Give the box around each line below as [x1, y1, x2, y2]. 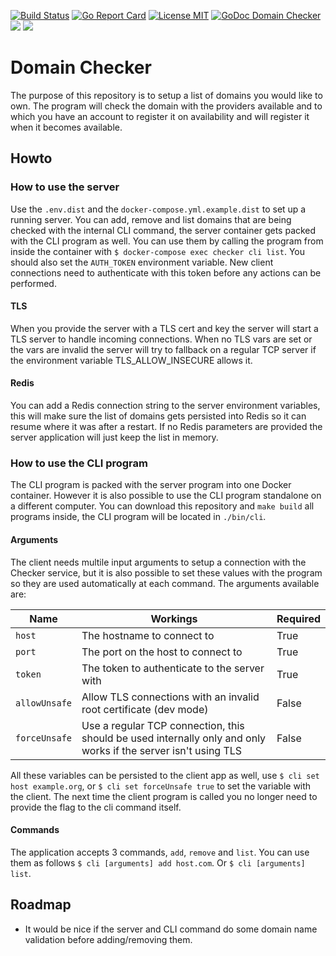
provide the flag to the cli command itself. [10, 801, 182, 813]
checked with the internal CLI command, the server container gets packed [10, 224, 317, 236]
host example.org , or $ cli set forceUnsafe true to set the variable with [10, 780, 312, 792]
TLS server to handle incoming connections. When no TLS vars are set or [10, 333, 313, 345]
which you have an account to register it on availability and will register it [10, 110, 310, 122]
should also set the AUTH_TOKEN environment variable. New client [10, 256, 274, 268]
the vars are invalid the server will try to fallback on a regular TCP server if [10, 343, 317, 355]
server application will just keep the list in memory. [10, 431, 219, 444]
